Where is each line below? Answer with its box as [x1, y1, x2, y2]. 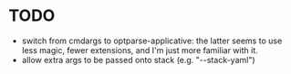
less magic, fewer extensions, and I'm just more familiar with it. [21, 44, 258, 55]
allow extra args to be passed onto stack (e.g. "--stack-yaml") [21, 54, 256, 65]
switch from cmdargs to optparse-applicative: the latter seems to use [21, 35, 283, 46]
